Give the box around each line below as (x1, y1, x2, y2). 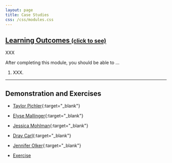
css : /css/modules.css (5, 17, 54, 22)
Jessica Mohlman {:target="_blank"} (12, 123, 89, 129)
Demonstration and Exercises (5, 89, 101, 98)
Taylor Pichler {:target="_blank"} (12, 103, 80, 109)
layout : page (5, 7, 33, 13)
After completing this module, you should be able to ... (5, 59, 120, 66)
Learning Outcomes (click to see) (5, 36, 106, 45)
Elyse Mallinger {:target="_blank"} (12, 113, 83, 118)
